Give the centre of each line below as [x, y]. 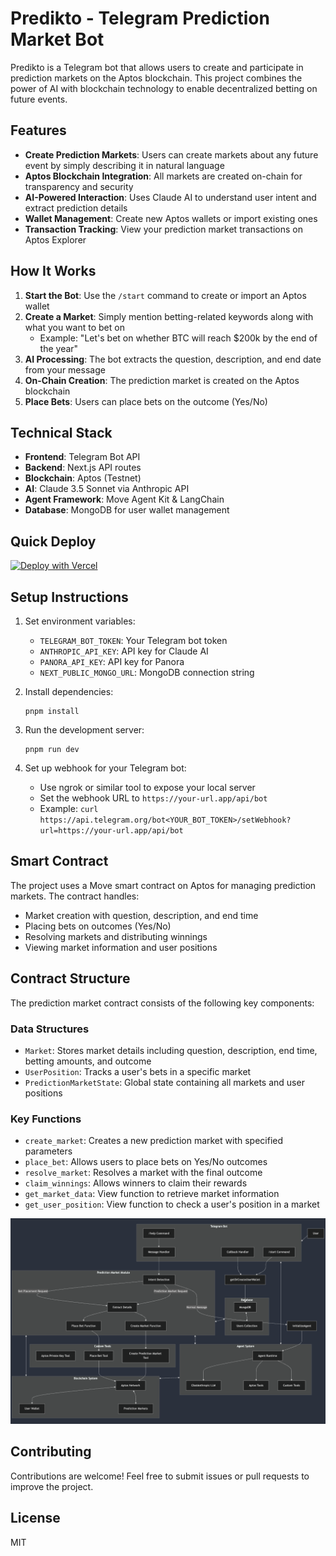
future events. [39, 99]
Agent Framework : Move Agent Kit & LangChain [124, 499]
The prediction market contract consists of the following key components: [162, 1003]
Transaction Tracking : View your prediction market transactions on [163, 229]
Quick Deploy [53, 541]
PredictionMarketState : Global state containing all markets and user [164, 1082]
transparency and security [79, 186]
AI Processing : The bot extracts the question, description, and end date [173, 359]
